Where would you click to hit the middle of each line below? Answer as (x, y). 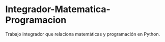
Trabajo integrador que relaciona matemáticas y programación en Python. (83, 34)
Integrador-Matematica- (58, 9)
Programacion (36, 20)
